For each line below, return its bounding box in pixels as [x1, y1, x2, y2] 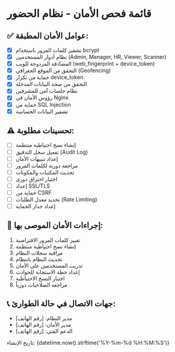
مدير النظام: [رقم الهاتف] [15, 314, 73, 322]
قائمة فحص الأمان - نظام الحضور [7, 7, 152, 20]
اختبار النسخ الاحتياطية [15, 274, 65, 282]
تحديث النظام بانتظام [15, 255, 63, 262]
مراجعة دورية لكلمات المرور [15, 162, 78, 169]
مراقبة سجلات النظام [15, 249, 63, 256]
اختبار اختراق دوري [15, 175, 58, 182]
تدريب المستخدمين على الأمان [15, 262, 83, 269]
